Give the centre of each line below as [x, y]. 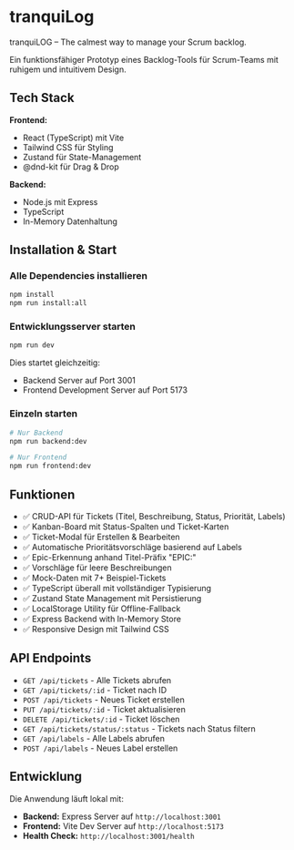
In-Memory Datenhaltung [70, 221]
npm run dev [32, 345]
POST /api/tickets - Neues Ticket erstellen [103, 700]
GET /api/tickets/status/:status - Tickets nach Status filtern [139, 728]
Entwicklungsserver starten [73, 327]
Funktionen [42, 494]
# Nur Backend [36, 433]
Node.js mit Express [60, 201]
